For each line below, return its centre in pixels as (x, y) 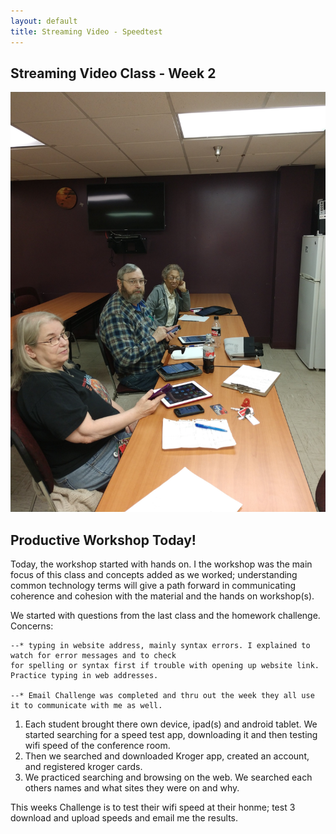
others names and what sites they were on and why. (132, 788)
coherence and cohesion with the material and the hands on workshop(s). (162, 596)
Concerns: (32, 626)
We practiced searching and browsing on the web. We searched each (168, 777)
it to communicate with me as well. (86, 706)
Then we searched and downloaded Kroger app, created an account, (167, 756)
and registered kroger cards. (83, 767)
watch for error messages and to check (93, 656)
